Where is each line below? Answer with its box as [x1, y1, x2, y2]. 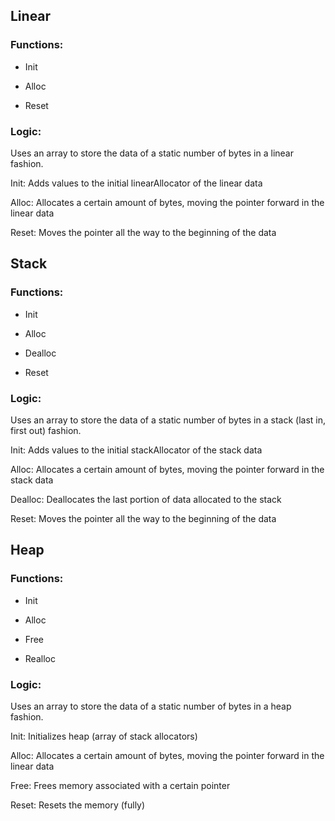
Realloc [24, 652, 56, 664]
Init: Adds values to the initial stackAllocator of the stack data [10, 444, 263, 456]
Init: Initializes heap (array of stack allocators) [10, 730, 198, 742]
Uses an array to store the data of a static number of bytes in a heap [10, 700, 292, 712]
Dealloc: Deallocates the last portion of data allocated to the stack [10, 493, 282, 505]
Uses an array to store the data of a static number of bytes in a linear [10, 147, 295, 159]
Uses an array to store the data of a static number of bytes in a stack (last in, [10, 414, 326, 426]
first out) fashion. [10, 424, 82, 436]
